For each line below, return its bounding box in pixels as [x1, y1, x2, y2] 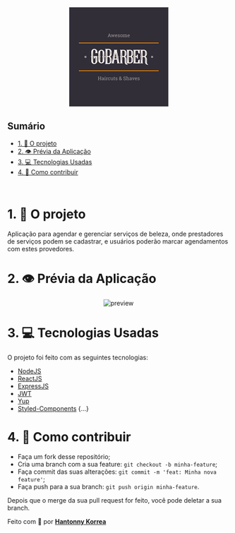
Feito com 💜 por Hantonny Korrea [7, 517, 107, 525]
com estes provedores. [7, 244, 75, 253]
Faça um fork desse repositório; [17, 452, 111, 461]
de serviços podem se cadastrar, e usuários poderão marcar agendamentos [7, 236, 229, 246]
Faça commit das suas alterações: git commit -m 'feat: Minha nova [17, 467, 217, 476]
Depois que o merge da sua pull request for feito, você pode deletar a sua [7, 496, 222, 504]
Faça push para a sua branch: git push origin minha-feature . [17, 482, 200, 491]
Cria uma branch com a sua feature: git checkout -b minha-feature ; [17, 460, 217, 468]
